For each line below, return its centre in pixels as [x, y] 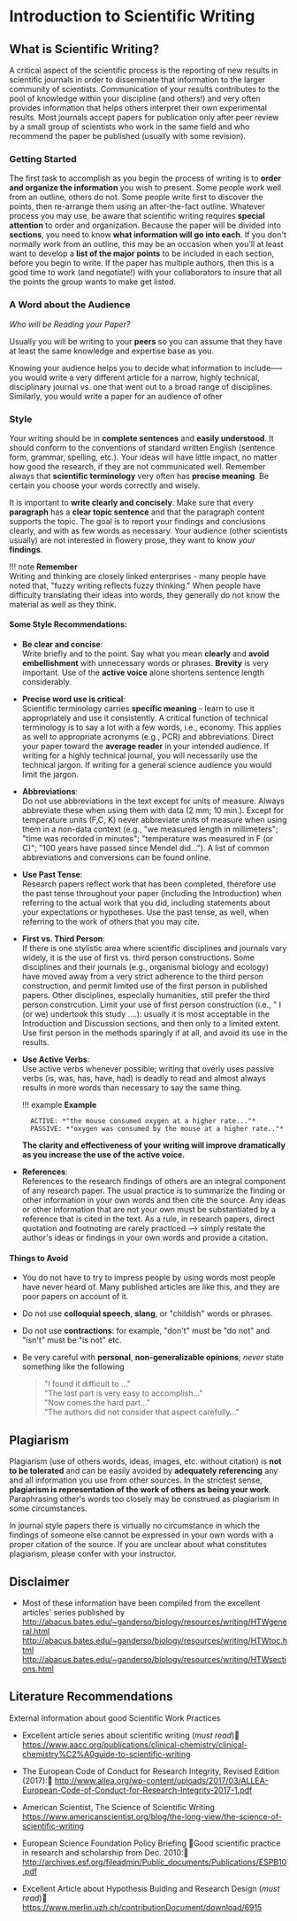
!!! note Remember [43, 566]
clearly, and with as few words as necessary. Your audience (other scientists [148, 531]
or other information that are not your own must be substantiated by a [149, 1210]
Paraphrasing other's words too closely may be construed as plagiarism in [145, 1499]
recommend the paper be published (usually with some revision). [127, 136]
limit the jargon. [50, 775]
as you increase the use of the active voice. [103, 1155]
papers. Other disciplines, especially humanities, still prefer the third [146, 995]
